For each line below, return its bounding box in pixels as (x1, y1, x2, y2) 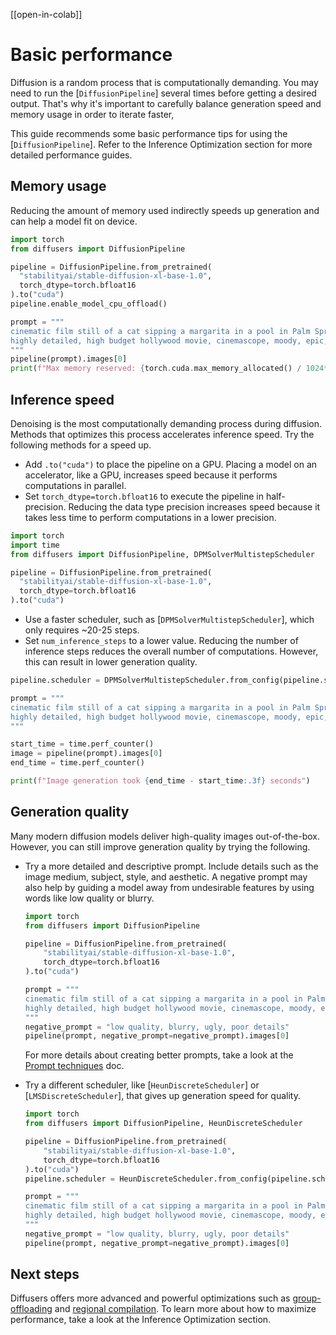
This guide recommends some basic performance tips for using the (10, 127, 288, 139)
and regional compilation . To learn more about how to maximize (54, 1303, 317, 1315)
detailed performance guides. (10, 149, 133, 161)
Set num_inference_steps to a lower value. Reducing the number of (24, 635, 299, 647)
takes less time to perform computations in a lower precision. (24, 511, 277, 523)
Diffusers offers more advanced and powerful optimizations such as (10, 1292, 291, 1304)
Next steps (10, 1266, 80, 1283)
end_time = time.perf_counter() (10, 758, 145, 768)
